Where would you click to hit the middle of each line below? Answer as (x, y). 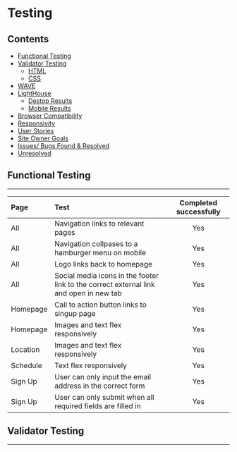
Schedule (26, 365)
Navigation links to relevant (99, 224)
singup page (75, 313)
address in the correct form (99, 386)
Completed (198, 202)
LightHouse (34, 93)
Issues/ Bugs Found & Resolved (63, 146)
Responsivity (36, 123)
